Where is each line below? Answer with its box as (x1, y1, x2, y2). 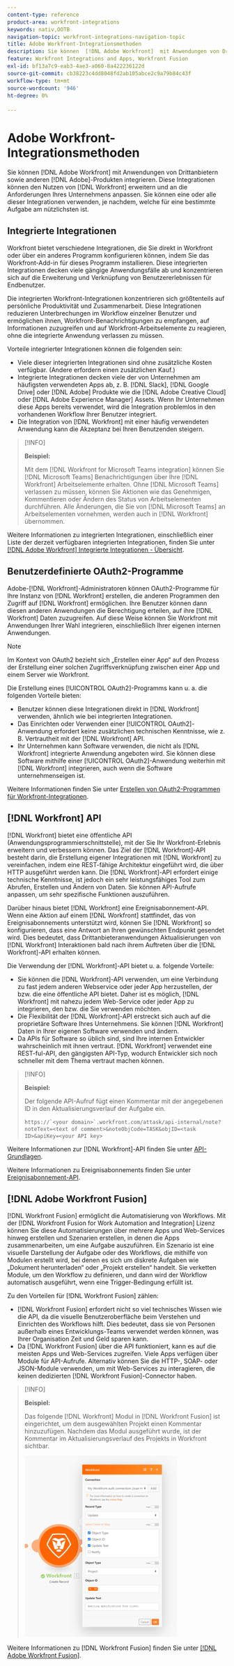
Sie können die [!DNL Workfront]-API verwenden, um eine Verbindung (17, 975, 219, 983)
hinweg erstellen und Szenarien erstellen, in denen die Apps (7, 1233, 180, 1243)
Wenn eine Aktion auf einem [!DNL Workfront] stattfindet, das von (7, 911, 196, 919)
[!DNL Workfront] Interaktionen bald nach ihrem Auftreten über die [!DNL (7, 940, 216, 949)
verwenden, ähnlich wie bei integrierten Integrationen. (17, 712, 173, 720)
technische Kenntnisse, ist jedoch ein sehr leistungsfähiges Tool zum (7, 875, 205, 884)
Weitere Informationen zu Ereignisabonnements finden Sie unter (7, 1165, 192, 1174)
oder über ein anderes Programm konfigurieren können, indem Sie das (7, 251, 210, 259)
